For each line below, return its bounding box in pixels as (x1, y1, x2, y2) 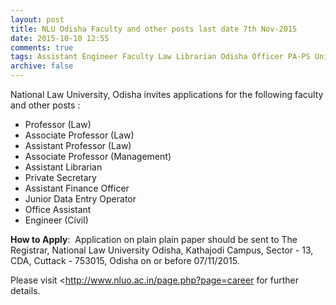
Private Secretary (24, 172, 97, 183)
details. (10, 285, 41, 296)
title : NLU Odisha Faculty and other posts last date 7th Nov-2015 (10, 24, 298, 34)
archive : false (10, 61, 74, 71)
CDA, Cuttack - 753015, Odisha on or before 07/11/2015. (10, 255, 240, 266)
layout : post (10, 14, 65, 25)
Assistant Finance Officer (24, 182, 130, 194)
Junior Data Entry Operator (24, 193, 137, 205)
